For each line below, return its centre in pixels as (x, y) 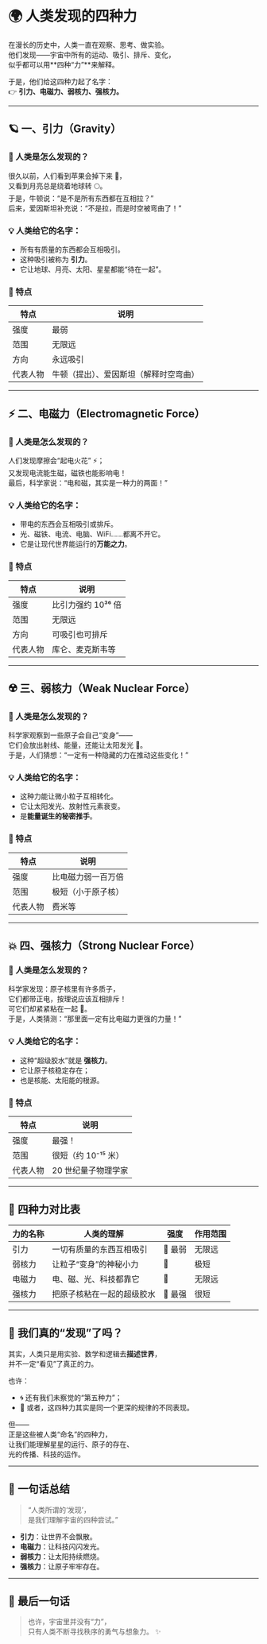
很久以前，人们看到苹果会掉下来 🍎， (68, 176)
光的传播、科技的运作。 (46, 1454)
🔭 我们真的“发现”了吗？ (66, 1333)
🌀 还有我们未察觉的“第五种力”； (71, 1397)
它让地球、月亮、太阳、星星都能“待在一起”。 (93, 269)
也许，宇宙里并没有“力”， (69, 1622)
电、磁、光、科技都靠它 (96, 1278)
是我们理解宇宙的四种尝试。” (73, 1519)
